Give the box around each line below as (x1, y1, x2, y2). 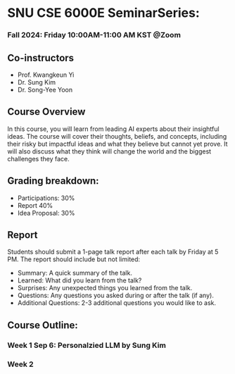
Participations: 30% (17, 194, 75, 202)
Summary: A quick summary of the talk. (17, 269, 132, 278)
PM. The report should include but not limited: (7, 255, 141, 263)
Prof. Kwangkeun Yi (17, 70, 75, 79)
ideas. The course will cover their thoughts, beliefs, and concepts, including (7, 132, 227, 140)
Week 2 (7, 359, 34, 369)
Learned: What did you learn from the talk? (17, 276, 142, 285)
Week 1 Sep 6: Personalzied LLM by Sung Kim (7, 340, 167, 350)
